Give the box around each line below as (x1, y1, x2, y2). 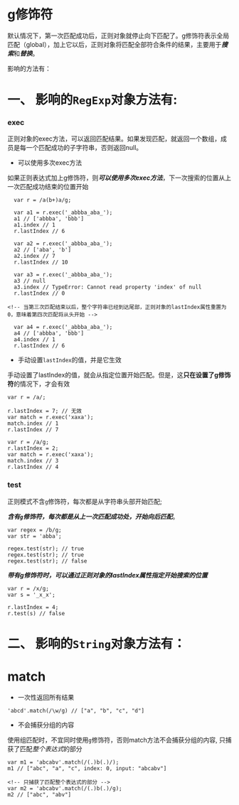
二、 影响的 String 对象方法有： (7, 635, 186, 652)
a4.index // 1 (14, 336, 55, 343)
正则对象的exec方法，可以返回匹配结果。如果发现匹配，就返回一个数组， (7, 134, 221, 143)
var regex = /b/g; (7, 526, 62, 534)
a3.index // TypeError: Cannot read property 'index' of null (14, 283, 202, 291)
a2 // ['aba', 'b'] (14, 247, 72, 254)
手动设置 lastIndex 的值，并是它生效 (17, 356, 122, 364)
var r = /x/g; (7, 585, 50, 592)
